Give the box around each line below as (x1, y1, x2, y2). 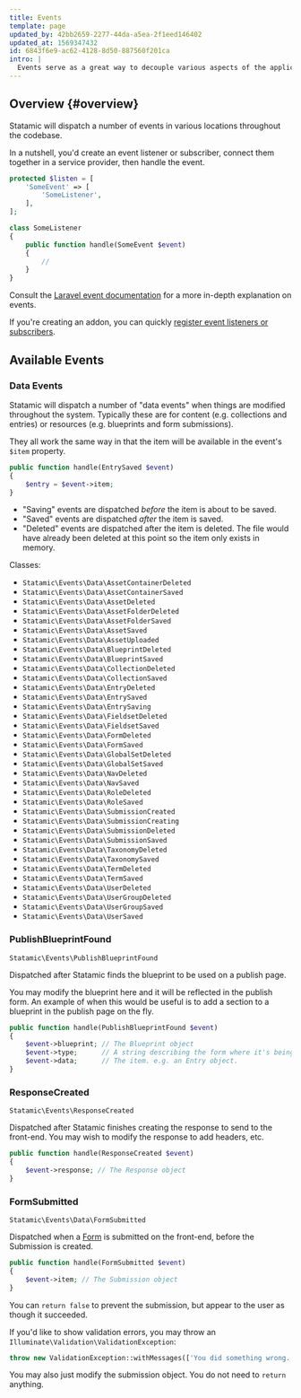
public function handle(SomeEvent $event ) (25, 240, 186, 249)
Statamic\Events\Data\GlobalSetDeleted (21, 750, 172, 759)
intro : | (9, 55, 42, 64)
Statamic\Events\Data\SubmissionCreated (21, 808, 176, 817)
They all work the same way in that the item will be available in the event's (9, 436, 282, 447)
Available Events (9, 352, 105, 368)
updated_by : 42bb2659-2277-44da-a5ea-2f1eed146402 (9, 30, 202, 39)
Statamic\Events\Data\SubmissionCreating (21, 817, 179, 826)
